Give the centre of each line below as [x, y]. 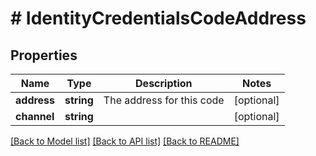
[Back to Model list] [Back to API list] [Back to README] [125, 141]
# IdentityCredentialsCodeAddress [158, 18]
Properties [44, 55]
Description [164, 83]
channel [35, 116]
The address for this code [164, 100]
